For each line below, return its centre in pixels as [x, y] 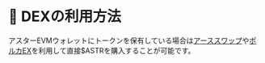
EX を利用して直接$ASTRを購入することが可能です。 [109, 50]
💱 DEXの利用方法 [65, 17]
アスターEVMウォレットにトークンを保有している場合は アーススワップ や [129, 40]
